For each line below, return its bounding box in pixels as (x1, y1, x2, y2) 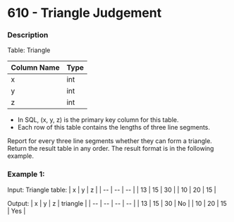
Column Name (11, 63, 60, 73)
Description (7, 30, 49, 40)
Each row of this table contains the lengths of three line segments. (17, 123, 210, 132)
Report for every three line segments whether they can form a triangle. (7, 137, 213, 145)
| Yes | (7, 206, 26, 215)
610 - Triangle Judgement (7, 5, 162, 21)
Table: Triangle (7, 46, 51, 54)
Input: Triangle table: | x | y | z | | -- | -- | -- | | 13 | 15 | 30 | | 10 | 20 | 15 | (7, 185, 216, 194)
